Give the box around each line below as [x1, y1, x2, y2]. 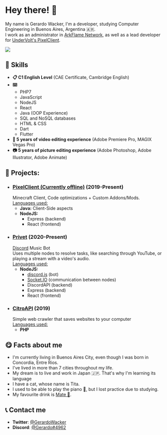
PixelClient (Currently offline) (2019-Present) [12, 184, 124, 191]
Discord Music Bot [12, 245, 51, 251]
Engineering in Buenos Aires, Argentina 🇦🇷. [5, 26, 96, 32]
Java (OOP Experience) [19, 110, 68, 116]
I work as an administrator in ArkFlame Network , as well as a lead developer [5, 32, 161, 38]
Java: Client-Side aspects [19, 206, 73, 212]
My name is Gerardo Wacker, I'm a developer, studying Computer [5, 21, 139, 27]
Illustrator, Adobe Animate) [12, 154, 68, 160]
